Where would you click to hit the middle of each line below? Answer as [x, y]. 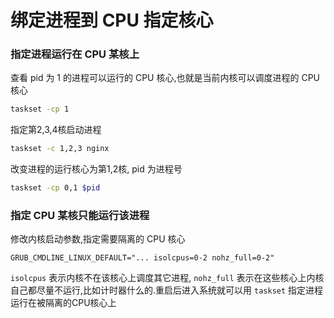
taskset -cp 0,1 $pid [55, 188]
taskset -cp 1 [40, 109]
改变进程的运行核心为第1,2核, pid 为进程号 [96, 169]
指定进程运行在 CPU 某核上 [75, 54]
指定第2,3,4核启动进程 [56, 130]
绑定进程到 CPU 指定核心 [112, 20]
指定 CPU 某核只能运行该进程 [80, 216]
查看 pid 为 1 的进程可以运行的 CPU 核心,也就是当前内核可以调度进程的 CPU [165, 78]
